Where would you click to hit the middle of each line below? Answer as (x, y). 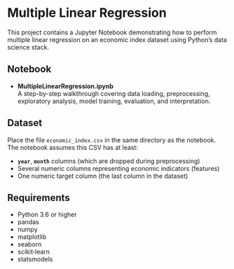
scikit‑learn (34, 252)
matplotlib (32, 237)
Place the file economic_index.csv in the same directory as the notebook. (112, 140)
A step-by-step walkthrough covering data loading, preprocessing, (113, 93)
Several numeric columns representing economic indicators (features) (118, 168)
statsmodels (35, 259)
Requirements (39, 198)
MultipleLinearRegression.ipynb (66, 86)
